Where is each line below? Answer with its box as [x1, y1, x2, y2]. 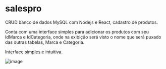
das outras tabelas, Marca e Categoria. [5, 39, 85, 45]
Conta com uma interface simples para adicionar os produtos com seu [5, 29, 149, 34]
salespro [5, 3, 42, 14]
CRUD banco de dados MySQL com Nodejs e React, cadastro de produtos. [5, 19, 158, 25]
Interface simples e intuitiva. [5, 49, 63, 55]
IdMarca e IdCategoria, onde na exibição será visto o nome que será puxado [5, 34, 162, 40]
